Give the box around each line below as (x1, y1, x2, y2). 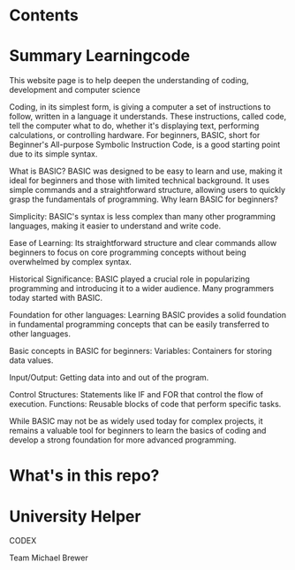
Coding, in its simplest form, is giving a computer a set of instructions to (9, 102, 271, 112)
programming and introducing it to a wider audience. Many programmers (9, 283, 275, 294)
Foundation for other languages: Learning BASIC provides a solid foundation (9, 310, 287, 320)
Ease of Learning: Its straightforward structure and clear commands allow (9, 238, 277, 249)
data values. (9, 355, 54, 366)
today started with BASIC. (9, 293, 103, 304)
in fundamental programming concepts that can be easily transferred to (9, 320, 269, 330)
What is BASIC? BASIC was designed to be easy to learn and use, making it (9, 166, 283, 177)
